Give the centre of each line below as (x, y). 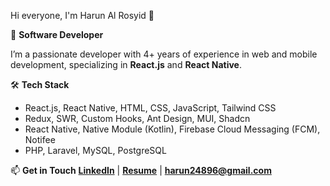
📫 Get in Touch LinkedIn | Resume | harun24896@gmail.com (141, 170)
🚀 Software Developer (57, 34)
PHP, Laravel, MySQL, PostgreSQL (95, 150)
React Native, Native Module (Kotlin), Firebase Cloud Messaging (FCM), (172, 129)
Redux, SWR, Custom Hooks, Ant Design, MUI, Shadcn (137, 118)
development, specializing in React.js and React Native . (126, 64)
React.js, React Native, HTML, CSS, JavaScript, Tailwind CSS (150, 108)
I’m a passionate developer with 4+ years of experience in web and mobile (164, 54)
